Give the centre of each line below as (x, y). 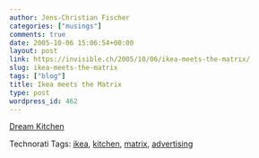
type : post (30, 92)
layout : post (34, 51)
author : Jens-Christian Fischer (69, 18)
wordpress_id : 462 (43, 101)
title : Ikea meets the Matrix (66, 84)
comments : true (38, 34)
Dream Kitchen (37, 127)
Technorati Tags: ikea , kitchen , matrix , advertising (101, 144)
